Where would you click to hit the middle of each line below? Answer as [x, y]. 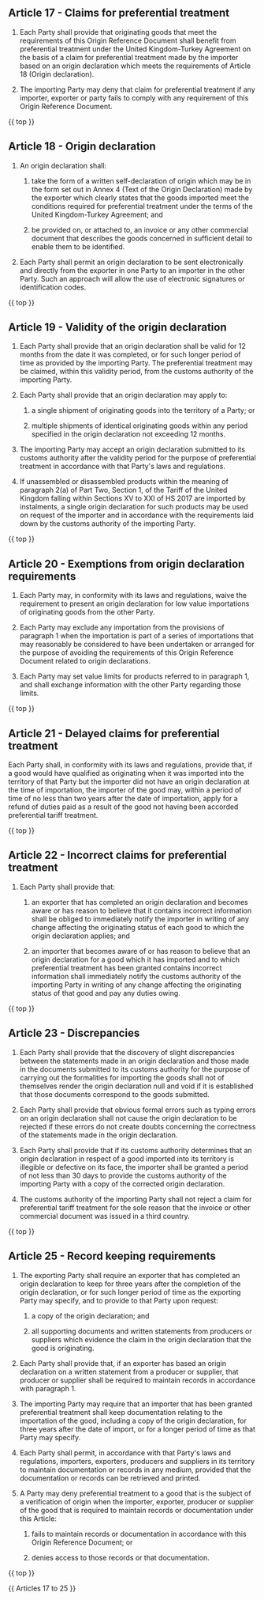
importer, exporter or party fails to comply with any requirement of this [134, 97]
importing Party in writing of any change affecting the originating [136, 985]
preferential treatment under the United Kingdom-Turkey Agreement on [135, 49]
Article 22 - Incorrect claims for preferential [117, 855]
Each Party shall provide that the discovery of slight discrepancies [127, 1052]
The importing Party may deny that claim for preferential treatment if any [138, 89]
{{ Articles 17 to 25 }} [42, 1588]
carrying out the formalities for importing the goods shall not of [122, 1077]
